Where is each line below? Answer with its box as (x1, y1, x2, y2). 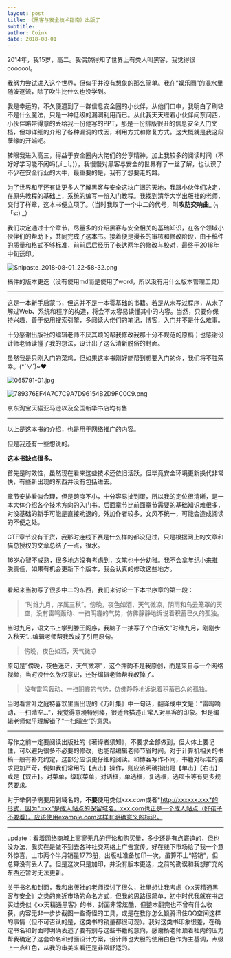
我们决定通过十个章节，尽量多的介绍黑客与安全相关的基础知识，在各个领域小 (7, 223, 224, 232)
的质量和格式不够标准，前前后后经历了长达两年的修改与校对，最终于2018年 (7, 241, 220, 249)
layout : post (7, 10, 45, 17)
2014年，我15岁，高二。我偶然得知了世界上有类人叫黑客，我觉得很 (7, 56, 196, 64)
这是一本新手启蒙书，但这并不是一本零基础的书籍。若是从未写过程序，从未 (7, 299, 218, 307)
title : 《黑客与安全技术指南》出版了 (7, 17, 101, 23)
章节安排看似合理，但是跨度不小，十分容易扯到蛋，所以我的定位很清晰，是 (7, 492, 218, 501)
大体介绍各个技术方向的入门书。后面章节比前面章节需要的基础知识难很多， (12, 501, 224, 509)
